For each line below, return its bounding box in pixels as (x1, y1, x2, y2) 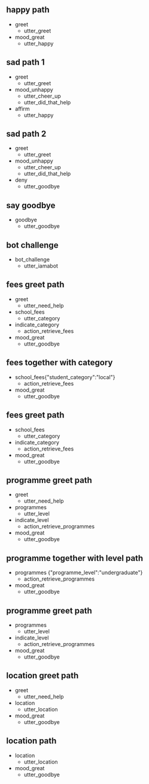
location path (6, 736, 57, 746)
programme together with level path (6, 553, 144, 563)
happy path (6, 5, 50, 15)
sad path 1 (6, 57, 45, 68)
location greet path (6, 671, 79, 681)
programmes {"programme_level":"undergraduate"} (14, 569, 143, 576)
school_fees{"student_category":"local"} (14, 373, 115, 380)
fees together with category (6, 358, 113, 368)
